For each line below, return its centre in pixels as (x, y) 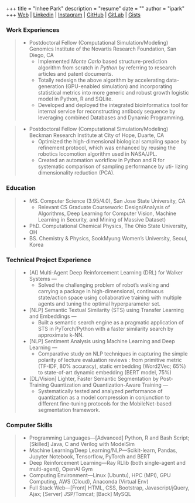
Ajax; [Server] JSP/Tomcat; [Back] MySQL (80, 494)
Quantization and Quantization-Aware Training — (109, 385)
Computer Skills (29, 425)
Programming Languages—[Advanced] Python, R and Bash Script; (109, 438)
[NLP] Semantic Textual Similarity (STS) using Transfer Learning (107, 310)
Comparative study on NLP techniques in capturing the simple (113, 353)
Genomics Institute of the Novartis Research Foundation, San (103, 49)
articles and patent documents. (76, 74)
